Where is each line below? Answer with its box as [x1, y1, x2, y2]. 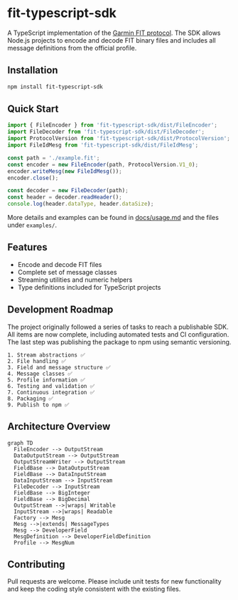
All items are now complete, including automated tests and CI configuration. [7, 330, 229, 339]
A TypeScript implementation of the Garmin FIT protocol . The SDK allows [7, 28, 222, 37]
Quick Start [7, 103, 59, 115]
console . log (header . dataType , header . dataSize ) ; [7, 201, 154, 208]
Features [7, 241, 48, 253]
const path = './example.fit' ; [7, 154, 100, 162]
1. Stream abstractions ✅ [7, 351, 85, 359]
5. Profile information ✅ [7, 376, 85, 384]
